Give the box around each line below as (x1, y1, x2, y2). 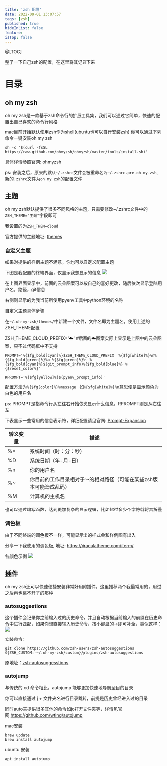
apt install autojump (5, 756, 50, 761)
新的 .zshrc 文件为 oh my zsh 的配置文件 (5, 175, 83, 182)
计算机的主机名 (29, 493, 65, 500)
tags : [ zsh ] (5, 16, 30, 21)
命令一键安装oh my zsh (5, 135, 53, 141)
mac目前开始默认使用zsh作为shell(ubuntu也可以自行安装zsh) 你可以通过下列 (5, 129, 162, 135)
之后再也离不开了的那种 (5, 590, 53, 596)
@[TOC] (5, 48, 22, 55)
